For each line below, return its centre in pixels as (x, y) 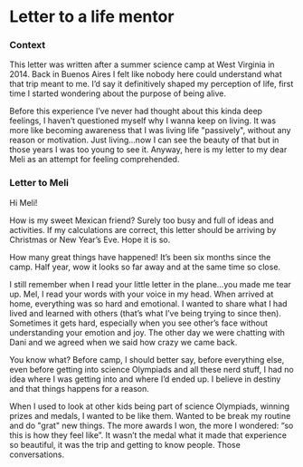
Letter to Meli (39, 183)
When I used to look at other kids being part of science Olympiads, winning (150, 406)
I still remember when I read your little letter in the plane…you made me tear (151, 284)
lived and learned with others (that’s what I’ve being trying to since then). (146, 313)
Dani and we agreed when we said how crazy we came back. (123, 342)
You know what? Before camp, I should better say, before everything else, (147, 359)
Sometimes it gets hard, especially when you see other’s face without (139, 323)
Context (28, 45)
